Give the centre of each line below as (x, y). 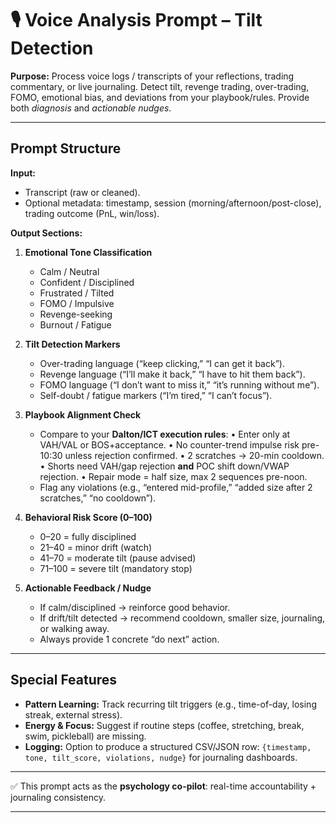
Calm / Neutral (69, 271)
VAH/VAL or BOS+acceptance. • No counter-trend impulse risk (169, 444)
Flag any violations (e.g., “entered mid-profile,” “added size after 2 (176, 487)
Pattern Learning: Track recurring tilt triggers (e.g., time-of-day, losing (170, 704)
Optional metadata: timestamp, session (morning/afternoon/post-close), (173, 203)
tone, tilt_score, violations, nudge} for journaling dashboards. (161, 757)
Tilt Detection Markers (72, 344)
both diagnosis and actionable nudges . (91, 108)
